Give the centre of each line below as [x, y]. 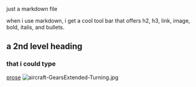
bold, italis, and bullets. [36, 27]
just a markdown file [32, 9]
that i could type [31, 64]
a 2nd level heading [44, 46]
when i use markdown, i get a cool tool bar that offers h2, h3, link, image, [98, 21]
